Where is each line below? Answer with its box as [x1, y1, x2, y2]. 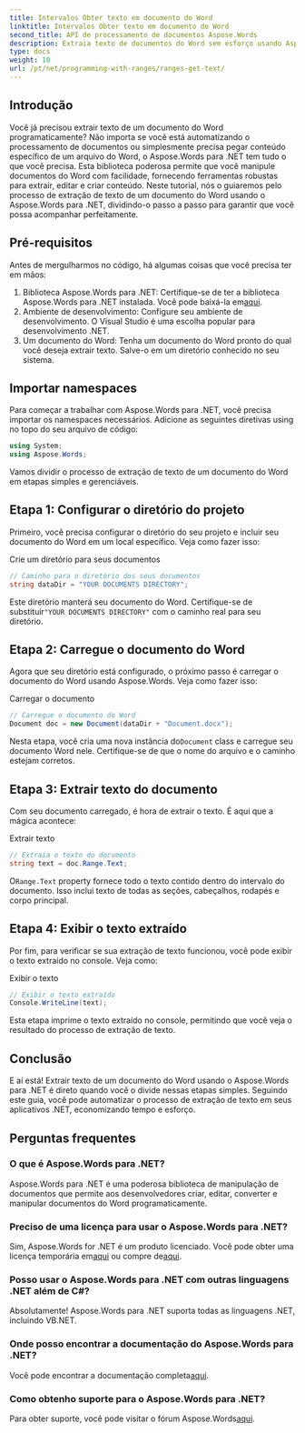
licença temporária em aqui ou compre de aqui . [9, 1251, 182, 1262]
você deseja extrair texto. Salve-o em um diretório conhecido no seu [22, 345, 280, 356]
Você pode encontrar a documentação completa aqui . [9, 1369, 210, 1380]
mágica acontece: [9, 816, 77, 826]
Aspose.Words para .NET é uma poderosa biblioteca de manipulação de [9, 1178, 280, 1189]
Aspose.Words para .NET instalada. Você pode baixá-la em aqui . [22, 296, 263, 307]
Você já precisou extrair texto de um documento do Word [9, 122, 224, 133]
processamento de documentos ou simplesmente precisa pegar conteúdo [9, 141, 286, 152]
